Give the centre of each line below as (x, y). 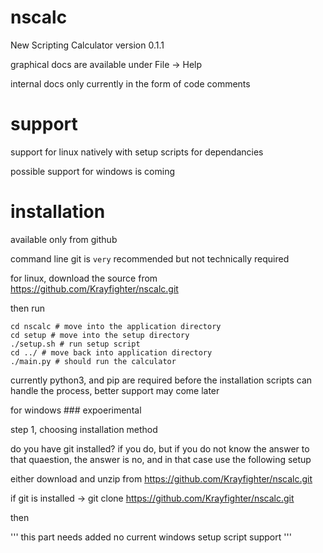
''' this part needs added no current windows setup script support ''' (151, 537)
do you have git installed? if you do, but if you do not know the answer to (160, 448)
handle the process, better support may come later (115, 390)
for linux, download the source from (84, 278)
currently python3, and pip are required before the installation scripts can (161, 380)
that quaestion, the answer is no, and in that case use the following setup (161, 459)
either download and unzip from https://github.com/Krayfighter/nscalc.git (161, 478)
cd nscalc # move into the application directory (116, 326)
